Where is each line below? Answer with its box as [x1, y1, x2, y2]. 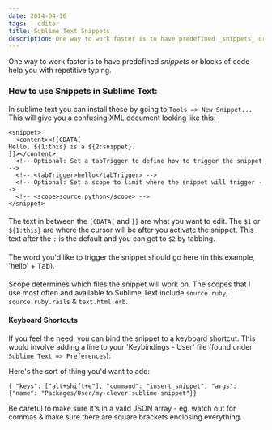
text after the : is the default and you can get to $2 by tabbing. [8, 234, 216, 243]
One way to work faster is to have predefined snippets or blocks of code [8, 57, 250, 67]
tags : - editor [8, 19, 60, 28]
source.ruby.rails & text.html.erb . [8, 297, 128, 307]
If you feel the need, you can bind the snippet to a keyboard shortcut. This [8, 333, 256, 343]
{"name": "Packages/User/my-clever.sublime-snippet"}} [8, 389, 198, 398]
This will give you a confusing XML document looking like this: [8, 113, 216, 123]
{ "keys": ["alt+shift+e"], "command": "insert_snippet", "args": [8, 382, 237, 390]
